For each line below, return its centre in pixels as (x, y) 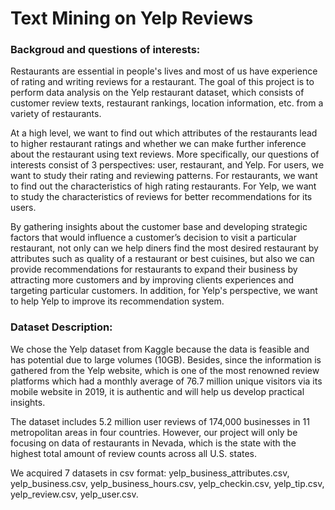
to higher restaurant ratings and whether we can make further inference (158, 144)
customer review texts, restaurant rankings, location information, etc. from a (167, 103)
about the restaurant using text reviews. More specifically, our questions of (165, 154)
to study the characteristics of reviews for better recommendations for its (161, 197)
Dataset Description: (61, 327)
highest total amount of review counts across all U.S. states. (134, 453)
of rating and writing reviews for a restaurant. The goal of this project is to (162, 82)
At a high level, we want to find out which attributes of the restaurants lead (164, 133)
